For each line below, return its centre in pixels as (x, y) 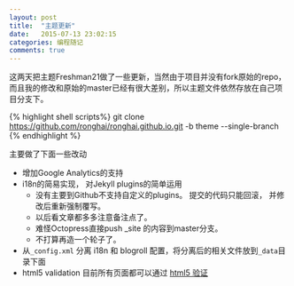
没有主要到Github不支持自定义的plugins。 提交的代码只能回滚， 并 (156, 195)
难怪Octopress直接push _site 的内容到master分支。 (129, 228)
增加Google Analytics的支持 (73, 173)
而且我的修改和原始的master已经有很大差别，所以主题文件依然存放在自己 (142, 88)
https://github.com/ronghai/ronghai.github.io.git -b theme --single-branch (144, 126)
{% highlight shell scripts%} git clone (77, 117)
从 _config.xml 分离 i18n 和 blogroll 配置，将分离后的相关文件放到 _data (150, 250)
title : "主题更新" (43, 26)
